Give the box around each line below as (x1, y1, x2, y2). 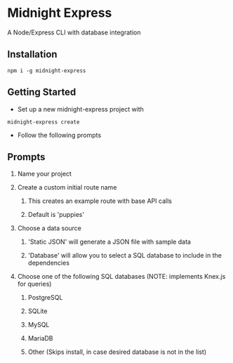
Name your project (17, 170, 72, 178)
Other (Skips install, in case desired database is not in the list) (27, 348, 207, 356)
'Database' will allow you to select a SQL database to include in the (27, 251, 222, 260)
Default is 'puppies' (27, 211, 85, 219)
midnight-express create (7, 118, 80, 126)
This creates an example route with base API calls (27, 197, 172, 205)
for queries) (17, 279, 52, 289)
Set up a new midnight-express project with (17, 105, 144, 113)
